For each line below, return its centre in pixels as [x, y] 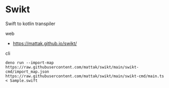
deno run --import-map [30, 62]
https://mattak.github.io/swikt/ [45, 43]
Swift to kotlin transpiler [30, 24]
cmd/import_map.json [27, 72]
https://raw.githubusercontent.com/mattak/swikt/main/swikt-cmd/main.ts [85, 76]
